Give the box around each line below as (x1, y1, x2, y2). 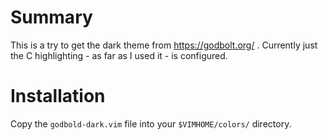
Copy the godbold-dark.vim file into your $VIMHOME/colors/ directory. (10, 117, 292, 130)
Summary (10, 6, 93, 29)
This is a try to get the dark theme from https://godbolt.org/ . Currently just (10, 39, 318, 51)
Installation (10, 85, 106, 108)
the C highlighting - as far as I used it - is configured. (10, 49, 228, 61)
